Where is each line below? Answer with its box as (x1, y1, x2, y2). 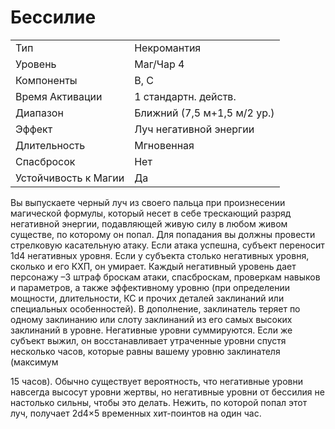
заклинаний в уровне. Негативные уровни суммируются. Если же (10, 324, 293, 336)
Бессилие (10, 6, 97, 29)
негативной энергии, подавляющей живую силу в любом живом (10, 217, 288, 230)
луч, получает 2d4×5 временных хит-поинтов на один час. (10, 407, 262, 419)
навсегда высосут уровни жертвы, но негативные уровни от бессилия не (10, 386, 325, 398)
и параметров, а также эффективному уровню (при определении (10, 281, 290, 293)
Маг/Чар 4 (134, 57, 185, 71)
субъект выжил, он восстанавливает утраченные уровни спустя (10, 334, 287, 346)
